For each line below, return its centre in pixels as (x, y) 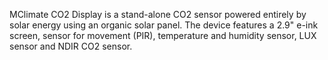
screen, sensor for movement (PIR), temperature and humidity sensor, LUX (163, 35)
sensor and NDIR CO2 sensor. (71, 46)
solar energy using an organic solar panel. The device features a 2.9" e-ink (164, 25)
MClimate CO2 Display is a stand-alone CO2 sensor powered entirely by (158, 14)
